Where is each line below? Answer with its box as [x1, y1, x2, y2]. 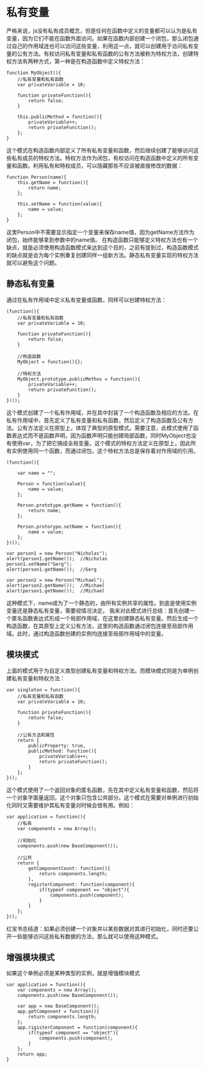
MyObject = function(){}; [17, 358, 84, 365]
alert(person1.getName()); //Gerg [6, 566, 97, 573]
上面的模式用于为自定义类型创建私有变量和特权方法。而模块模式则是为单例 [6, 667, 193, 674]
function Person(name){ [6, 174, 67, 180]
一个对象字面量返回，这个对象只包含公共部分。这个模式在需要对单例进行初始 [6, 793, 199, 801]
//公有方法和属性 [17, 732, 55, 738]
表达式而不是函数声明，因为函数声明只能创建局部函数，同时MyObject [11, 432, 186, 439]
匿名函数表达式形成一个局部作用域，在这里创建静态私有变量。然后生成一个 [11, 614, 199, 621]
